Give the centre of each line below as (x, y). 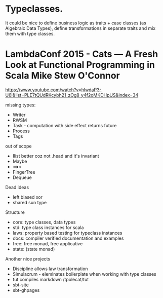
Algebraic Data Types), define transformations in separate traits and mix (80, 28)
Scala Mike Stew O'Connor (63, 76)
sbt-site (21, 285)
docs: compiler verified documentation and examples (68, 238)
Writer (19, 115)
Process (21, 131)
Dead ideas (17, 187)
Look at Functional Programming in (80, 65)
